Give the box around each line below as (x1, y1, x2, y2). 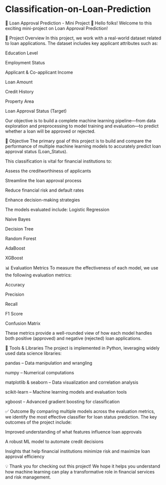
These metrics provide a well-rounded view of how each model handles (5, 330, 153, 336)
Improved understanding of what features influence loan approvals (5, 429, 142, 435)
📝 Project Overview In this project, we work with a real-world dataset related (5, 35, 162, 41)
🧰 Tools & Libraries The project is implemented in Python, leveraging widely (5, 345, 160, 351)
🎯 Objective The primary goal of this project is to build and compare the (5, 138, 152, 144)
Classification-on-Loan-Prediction (5, 3, 151, 15)
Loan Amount (5, 79, 33, 85)
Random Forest (5, 236, 36, 242)
